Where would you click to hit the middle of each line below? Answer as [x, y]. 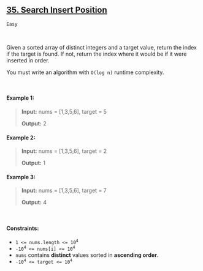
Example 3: [21, 177]
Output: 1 [33, 163]
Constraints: [23, 228]
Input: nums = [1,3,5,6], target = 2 [64, 151]
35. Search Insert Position [57, 10]
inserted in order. [28, 60]
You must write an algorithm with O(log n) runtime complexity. [85, 72]
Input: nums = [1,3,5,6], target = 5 [64, 112]
